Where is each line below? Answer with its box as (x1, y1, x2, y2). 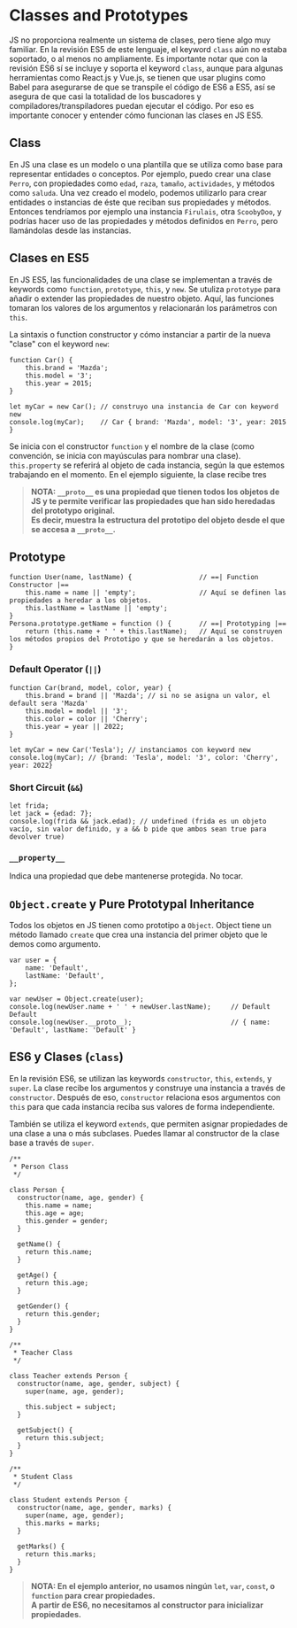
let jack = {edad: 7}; (9, 809, 93, 818)
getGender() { (17, 1301, 69, 1311)
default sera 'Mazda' (9, 699, 89, 708)
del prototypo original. (30, 505, 116, 516)
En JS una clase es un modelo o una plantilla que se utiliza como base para (9, 159, 283, 169)
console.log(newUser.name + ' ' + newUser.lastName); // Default (9, 1003, 271, 1012)
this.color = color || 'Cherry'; (25, 714, 148, 723)
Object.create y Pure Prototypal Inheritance (9, 896, 255, 911)
